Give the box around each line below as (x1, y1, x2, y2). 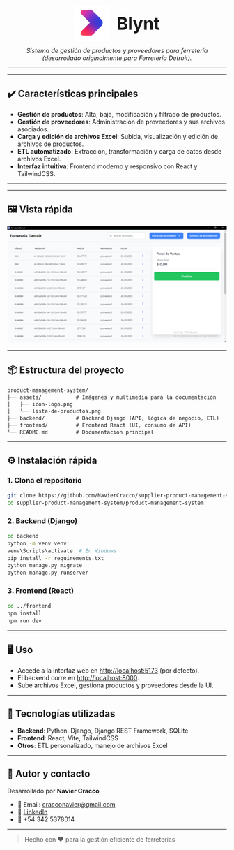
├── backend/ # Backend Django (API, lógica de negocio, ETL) (7, 415, 219, 422)
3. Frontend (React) (7, 586, 75, 596)
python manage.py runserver (7, 569, 89, 577)
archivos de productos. (17, 140, 84, 148)
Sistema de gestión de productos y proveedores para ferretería (26, 47, 208, 54)
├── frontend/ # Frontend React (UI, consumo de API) (7, 422, 192, 429)
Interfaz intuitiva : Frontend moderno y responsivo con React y (17, 162, 198, 170)
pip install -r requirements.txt (7, 555, 104, 562)
